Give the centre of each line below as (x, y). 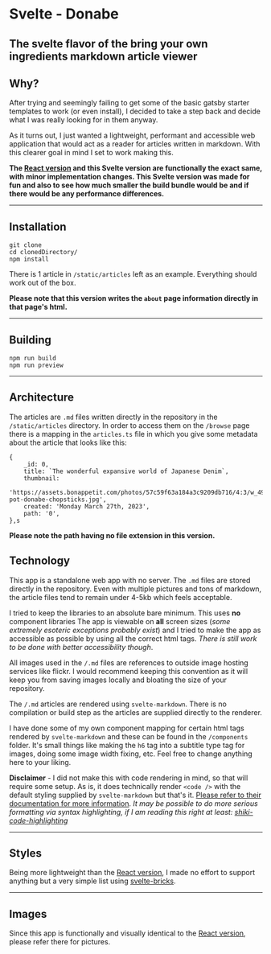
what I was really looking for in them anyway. (84, 120)
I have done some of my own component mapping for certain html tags (127, 728)
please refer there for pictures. (60, 942)
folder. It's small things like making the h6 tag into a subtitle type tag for (127, 745)
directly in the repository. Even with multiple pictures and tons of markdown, (135, 589)
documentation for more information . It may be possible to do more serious (133, 803)
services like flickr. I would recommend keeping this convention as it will (129, 671)
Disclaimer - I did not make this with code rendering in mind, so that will (129, 778)
